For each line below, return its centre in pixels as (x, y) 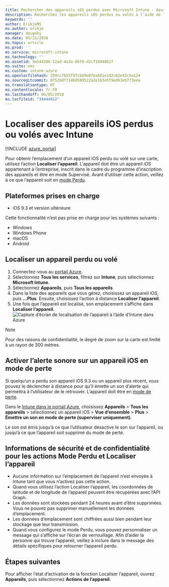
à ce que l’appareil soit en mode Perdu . (46, 180)
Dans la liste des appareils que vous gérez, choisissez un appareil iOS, (86, 293)
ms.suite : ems (20, 66)
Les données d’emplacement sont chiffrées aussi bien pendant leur (82, 519)
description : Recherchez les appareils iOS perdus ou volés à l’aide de (83, 15)
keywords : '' (19, 19)
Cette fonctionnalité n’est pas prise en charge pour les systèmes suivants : (82, 218)
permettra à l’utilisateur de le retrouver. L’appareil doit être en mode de (78, 391)
